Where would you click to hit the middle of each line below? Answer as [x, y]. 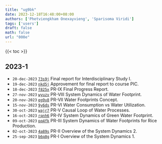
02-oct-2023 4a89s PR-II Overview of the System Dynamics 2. [75, 131]
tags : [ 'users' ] [22, 23]
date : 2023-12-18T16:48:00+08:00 [40, 14]
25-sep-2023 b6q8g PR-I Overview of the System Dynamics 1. [74, 136]
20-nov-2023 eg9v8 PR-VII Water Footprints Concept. [65, 100]
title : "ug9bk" [21, 10]
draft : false [19, 28]
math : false [17, 33]
